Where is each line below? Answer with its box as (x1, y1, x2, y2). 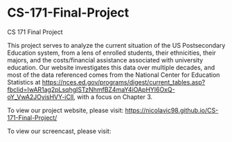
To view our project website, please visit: (7, 106, 124, 114)
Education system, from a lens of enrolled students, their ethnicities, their (7, 48, 216, 57)
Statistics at (7, 78, 41, 86)
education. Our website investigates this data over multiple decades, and (7, 63, 215, 71)
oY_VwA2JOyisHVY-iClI (7, 92, 74, 101)
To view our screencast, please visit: (7, 127, 111, 135)
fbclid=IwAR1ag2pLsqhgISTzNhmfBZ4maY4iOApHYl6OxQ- (7, 85, 175, 94)
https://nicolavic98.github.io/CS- (125, 106, 219, 114)
